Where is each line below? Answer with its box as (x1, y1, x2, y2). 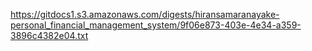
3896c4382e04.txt (10, 30, 89, 41)
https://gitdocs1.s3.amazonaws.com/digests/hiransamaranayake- (10, 9, 280, 20)
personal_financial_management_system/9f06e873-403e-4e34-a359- (10, 19, 302, 31)
